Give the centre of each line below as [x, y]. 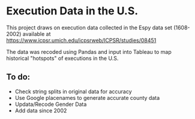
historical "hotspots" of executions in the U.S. [62, 58]
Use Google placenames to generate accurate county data [87, 97]
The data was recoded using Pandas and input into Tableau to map [89, 51]
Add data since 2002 [41, 110]
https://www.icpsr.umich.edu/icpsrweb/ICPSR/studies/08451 [81, 40]
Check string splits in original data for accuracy [73, 91]
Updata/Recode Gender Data [51, 104]
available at [37, 33]
